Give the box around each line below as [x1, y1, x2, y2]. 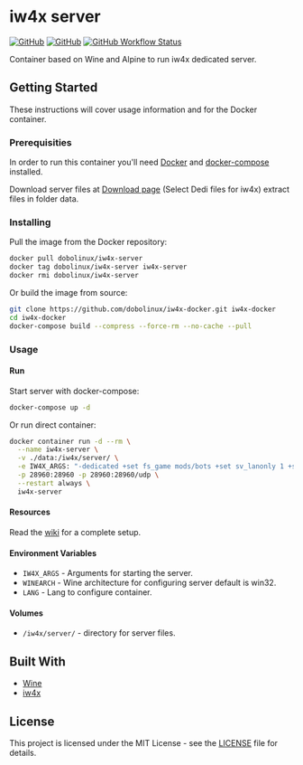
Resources [9, 506, 51, 517]
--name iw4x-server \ [17, 445, 99, 454]
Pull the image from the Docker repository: [9, 237, 168, 248]
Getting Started [9, 80, 98, 96]
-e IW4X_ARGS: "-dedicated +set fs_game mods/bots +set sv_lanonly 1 [17, 462, 284, 471]
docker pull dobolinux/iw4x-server [9, 254, 143, 263]
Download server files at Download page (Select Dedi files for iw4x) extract [9, 184, 290, 195]
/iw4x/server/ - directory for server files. [22, 628, 176, 638]
